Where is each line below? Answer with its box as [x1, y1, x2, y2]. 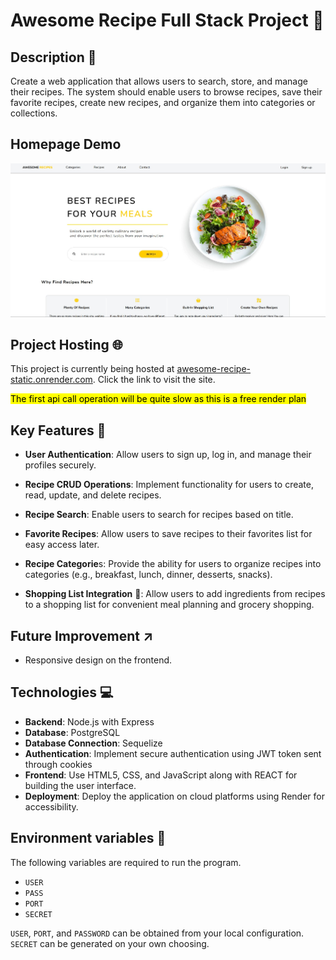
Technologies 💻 [10, 684, 114, 701]
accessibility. [24, 800, 79, 813]
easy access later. [24, 539, 100, 551]
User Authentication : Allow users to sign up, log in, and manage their [24, 449, 312, 461]
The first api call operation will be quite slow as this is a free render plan [10, 393, 307, 405]
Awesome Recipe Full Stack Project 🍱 [10, 9, 325, 32]
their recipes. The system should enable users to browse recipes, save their [10, 86, 323, 98]
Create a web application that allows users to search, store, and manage [10, 75, 308, 87]
